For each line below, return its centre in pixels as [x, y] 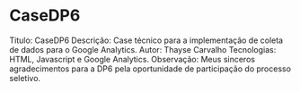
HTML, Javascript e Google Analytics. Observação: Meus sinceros [132, 59]
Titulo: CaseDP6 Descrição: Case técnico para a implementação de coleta [146, 40]
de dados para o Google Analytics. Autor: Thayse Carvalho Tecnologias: [143, 49]
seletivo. [25, 78]
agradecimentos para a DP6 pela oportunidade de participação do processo [150, 69]
